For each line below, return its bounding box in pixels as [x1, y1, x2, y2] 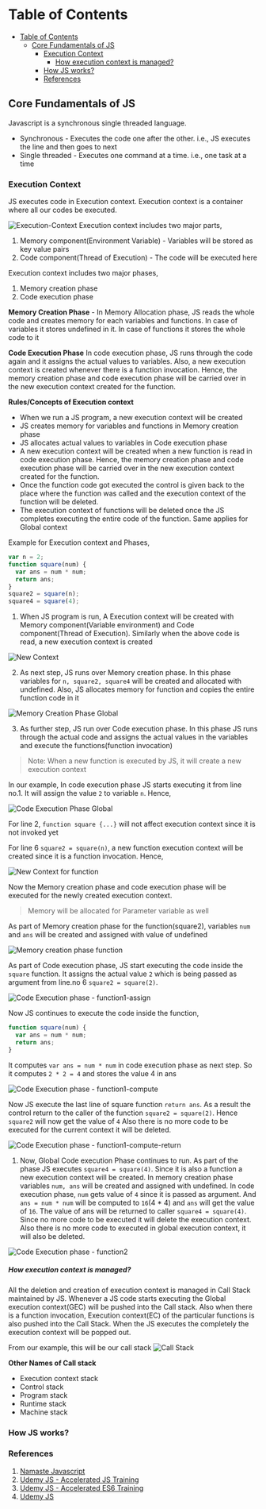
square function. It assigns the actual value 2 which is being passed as [8, 969, 237, 978]
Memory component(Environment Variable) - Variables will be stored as [19, 236, 253, 245]
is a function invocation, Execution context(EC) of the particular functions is [8, 1310, 255, 1320]
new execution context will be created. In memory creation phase [19, 1172, 234, 1182]
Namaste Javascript [19, 1466, 85, 1476]
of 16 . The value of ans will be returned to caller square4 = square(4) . [19, 1206, 247, 1216]
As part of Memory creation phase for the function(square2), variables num [8, 921, 251, 931]
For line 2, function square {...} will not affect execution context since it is [8, 820, 256, 829]
